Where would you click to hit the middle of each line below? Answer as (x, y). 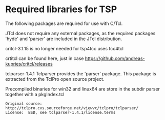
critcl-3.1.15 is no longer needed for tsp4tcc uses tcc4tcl (65, 48)
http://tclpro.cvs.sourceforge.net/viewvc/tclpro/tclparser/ (72, 108)
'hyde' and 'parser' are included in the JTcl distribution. (64, 39)
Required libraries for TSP (61, 9)
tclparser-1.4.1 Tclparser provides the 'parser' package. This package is (81, 73)
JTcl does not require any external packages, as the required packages (80, 33)
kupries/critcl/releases (29, 64)
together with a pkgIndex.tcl (35, 94)
